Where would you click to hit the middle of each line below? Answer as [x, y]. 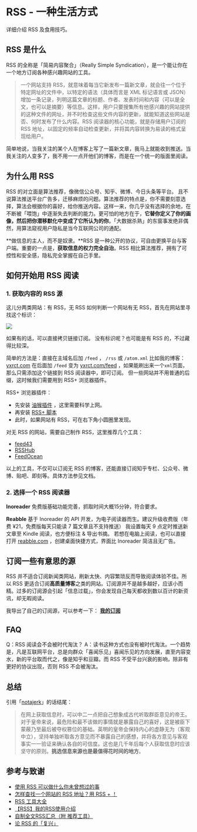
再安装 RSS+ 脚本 [35, 412]
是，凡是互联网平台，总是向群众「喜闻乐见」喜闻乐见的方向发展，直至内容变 [98, 652]
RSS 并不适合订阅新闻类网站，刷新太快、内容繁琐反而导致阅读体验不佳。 [94, 576]
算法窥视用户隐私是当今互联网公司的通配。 [73, 228]
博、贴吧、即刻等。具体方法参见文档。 [52, 476]
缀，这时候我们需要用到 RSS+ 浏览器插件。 [58, 380]
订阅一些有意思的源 [41, 561]
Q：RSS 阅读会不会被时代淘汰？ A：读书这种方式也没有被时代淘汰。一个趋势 [98, 645]
